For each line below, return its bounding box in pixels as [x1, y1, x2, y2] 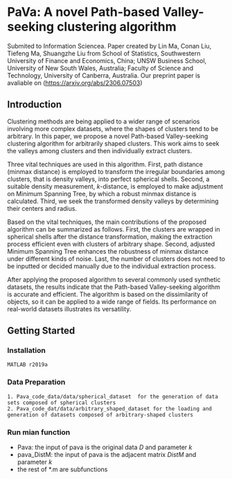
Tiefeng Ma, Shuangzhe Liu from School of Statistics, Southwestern [7, 49, 201, 58]
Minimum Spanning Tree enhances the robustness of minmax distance [7, 247, 209, 255]
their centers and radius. [7, 204, 78, 212]
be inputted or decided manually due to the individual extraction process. [7, 261, 216, 270]
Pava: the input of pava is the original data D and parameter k [17, 443, 193, 451]
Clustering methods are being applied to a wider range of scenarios [7, 117, 200, 125]
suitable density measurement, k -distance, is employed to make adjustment [7, 182, 224, 191]
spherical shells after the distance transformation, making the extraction [7, 232, 213, 241]
